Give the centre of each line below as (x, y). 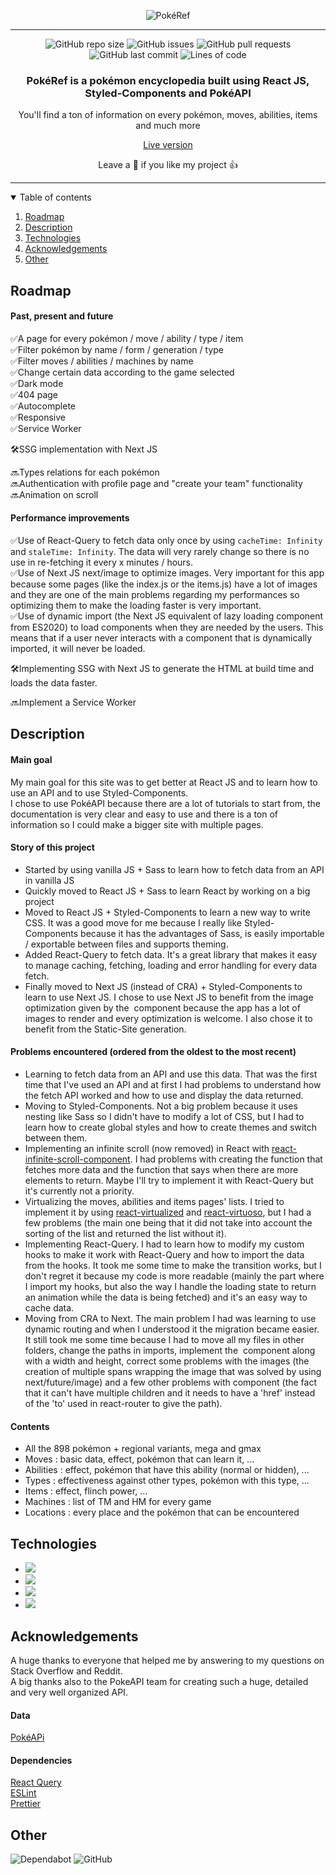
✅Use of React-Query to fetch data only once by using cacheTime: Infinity (166, 541)
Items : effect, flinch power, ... (86, 1491)
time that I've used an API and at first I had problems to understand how (173, 1085)
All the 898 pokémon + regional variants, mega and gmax (143, 1449)
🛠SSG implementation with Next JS (84, 449)
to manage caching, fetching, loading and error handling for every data (171, 965)
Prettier (26, 1804)
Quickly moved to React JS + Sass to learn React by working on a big (167, 891)
